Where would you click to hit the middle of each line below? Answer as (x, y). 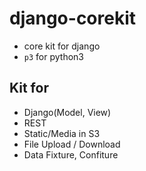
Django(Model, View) (67, 112)
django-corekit (73, 18)
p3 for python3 (53, 56)
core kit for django (62, 46)
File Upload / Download (72, 144)
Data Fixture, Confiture (71, 154)
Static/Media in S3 (62, 133)
